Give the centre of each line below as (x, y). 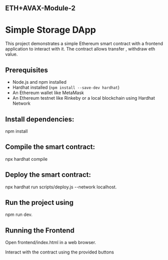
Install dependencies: (40, 119)
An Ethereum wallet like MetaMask (48, 93)
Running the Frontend (40, 230)
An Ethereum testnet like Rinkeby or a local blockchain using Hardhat (84, 98)
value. (12, 54)
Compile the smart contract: (50, 147)
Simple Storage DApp (51, 30)
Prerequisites (27, 70)
